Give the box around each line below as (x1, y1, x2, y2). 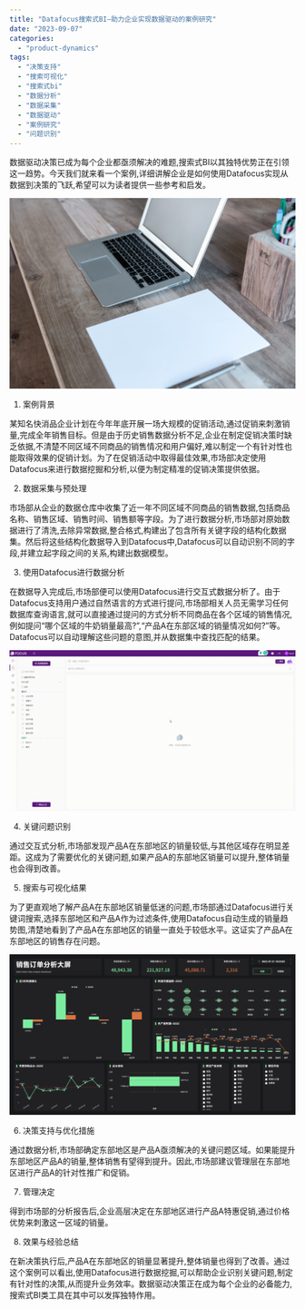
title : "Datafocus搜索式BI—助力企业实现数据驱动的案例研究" (9, 15, 217, 24)
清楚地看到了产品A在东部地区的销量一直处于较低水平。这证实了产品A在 (27, 924, 293, 935)
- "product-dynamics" (17, 44, 100, 53)
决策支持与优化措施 (22, 1126, 95, 1137)
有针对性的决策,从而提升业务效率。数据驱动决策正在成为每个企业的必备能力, (9, 1278, 293, 1289)
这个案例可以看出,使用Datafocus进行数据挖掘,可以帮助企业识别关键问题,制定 (9, 1267, 293, 1278)
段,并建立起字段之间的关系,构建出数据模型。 (9, 547, 174, 558)
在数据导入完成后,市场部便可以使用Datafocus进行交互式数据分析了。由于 (9, 586, 281, 596)
